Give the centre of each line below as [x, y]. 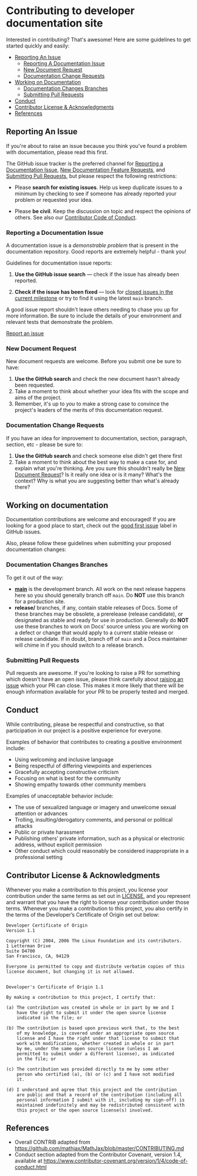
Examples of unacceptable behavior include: [60, 796]
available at [28, 1161]
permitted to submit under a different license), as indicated [96, 1054]
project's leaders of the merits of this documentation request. [89, 410]
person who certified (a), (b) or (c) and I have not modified [96, 1074]
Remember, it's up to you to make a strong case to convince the [91, 404]
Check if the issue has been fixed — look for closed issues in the [94, 292]
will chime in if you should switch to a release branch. [79, 645]
